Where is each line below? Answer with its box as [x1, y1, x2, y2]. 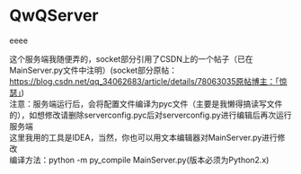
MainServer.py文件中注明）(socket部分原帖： [9, 65, 178, 75]
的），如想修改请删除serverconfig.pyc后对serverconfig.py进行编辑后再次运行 [9, 109, 292, 120]
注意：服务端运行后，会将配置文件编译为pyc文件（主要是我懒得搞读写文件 [9, 98, 283, 109]
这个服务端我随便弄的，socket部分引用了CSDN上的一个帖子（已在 [9, 53, 253, 64]
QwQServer [9, 5, 99, 26]
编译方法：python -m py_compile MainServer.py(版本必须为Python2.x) [9, 154, 270, 165]
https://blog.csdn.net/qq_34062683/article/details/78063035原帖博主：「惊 [9, 75, 288, 86]
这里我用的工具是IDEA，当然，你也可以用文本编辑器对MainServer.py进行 [9, 132, 279, 143]
